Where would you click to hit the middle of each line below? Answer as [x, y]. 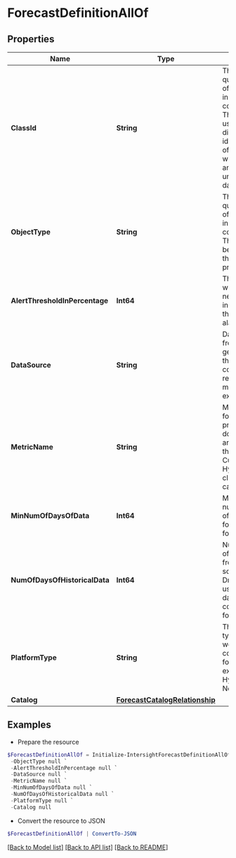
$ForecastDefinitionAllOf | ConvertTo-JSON [72, 833]
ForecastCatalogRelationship [166, 700]
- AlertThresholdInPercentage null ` [64, 768]
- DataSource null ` [39, 774]
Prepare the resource [48, 742]
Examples [29, 725]
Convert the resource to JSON [61, 821]
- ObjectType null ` [39, 761]
